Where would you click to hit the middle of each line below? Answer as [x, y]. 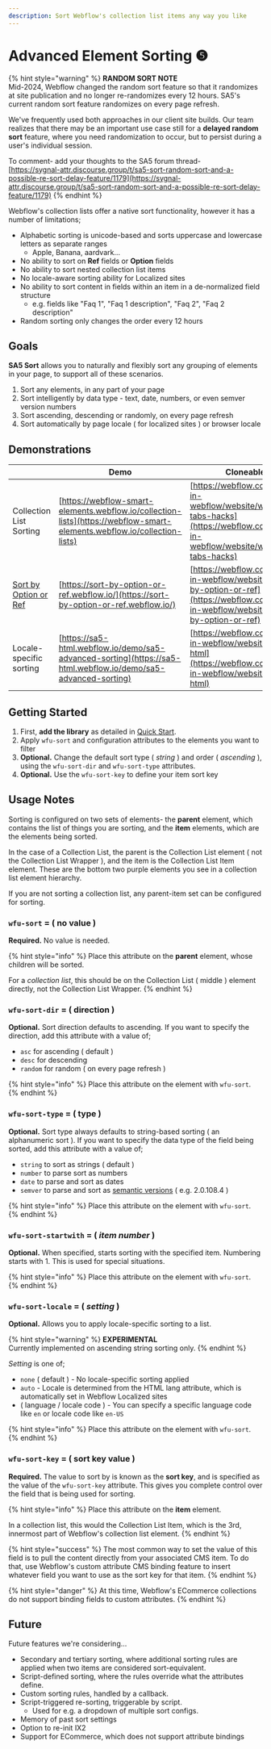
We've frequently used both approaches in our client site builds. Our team [131, 119]
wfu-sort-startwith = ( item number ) [82, 1235]
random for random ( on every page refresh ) [93, 1069]
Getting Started [48, 712]
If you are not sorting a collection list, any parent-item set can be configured [135, 893]
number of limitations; [45, 220]
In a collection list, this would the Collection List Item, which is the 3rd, [125, 1525]
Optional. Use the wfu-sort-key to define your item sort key [119, 774]
